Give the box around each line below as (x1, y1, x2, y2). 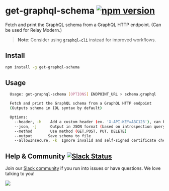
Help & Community (5, 152, 65, 160)
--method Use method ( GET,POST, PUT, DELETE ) (14, 129, 127, 134)
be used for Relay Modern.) (5, 27, 62, 33)
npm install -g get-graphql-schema (5, 64, 80, 70)
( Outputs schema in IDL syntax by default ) (10, 106, 102, 111)
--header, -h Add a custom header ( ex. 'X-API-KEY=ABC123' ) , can (14, 119, 161, 124)
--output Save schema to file (14, 133, 92, 138)
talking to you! (5, 171, 35, 177)
